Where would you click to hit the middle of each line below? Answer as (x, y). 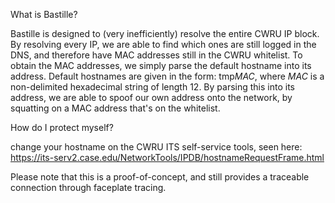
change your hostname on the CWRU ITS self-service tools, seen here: (156, 147)
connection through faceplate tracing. (88, 187)
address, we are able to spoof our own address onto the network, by (151, 97)
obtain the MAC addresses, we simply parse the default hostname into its (161, 65)
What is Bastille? (44, 14)
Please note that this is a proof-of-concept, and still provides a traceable (160, 177)
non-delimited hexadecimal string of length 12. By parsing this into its (152, 87)
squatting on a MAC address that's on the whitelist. (115, 108)
